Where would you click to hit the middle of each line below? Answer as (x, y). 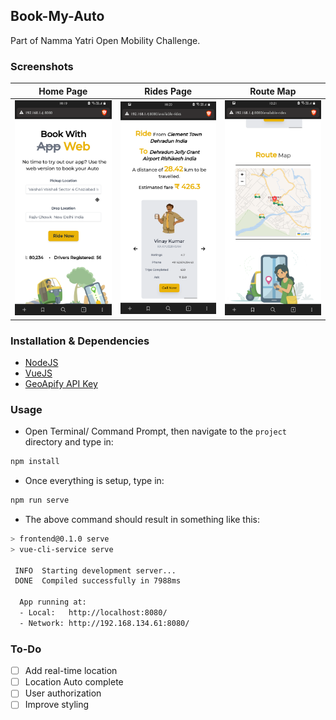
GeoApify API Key (61, 383)
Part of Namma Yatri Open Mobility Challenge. (105, 40)
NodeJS (41, 362)
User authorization (63, 693)
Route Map (273, 91)
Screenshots (42, 66)
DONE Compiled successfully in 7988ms (98, 581)
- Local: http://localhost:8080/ (93, 613)
